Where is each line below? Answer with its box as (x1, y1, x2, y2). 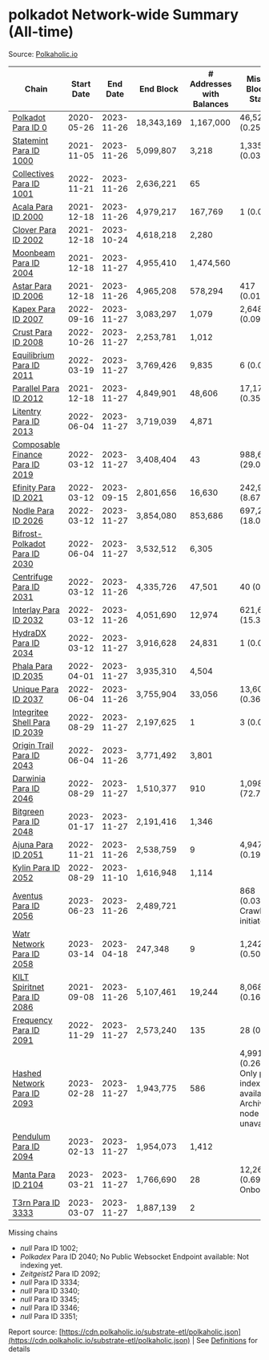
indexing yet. (19, 1260, 63, 1269)
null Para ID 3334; (19, 1277, 80, 1287)
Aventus (12, 890, 43, 901)
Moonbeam (12, 247, 56, 258)
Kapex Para (12, 303, 56, 315)
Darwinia (12, 773, 46, 784)
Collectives (12, 168, 54, 179)
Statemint (12, 135, 49, 146)
